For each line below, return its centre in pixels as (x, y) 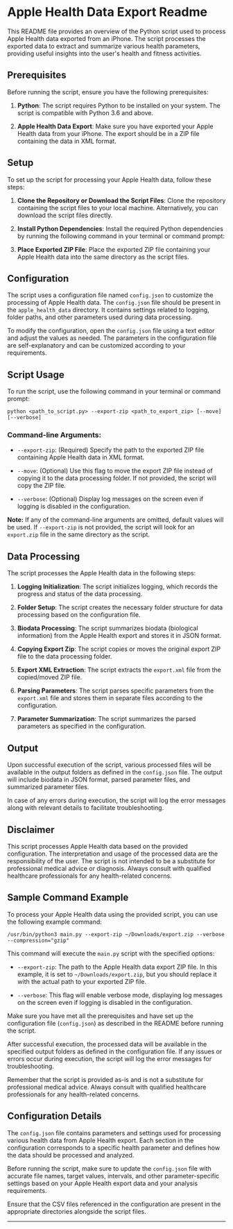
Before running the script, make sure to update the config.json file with (109, 1168)
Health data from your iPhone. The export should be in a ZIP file (108, 133)
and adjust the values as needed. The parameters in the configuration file (112, 338)
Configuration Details (54, 1116)
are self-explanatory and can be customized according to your (96, 346)
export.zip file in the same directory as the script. (79, 534)
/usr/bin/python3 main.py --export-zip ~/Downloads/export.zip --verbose (116, 934)
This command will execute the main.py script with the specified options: (111, 953)
